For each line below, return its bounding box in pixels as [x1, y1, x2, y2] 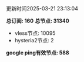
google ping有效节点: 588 [6, 49, 69, 56]
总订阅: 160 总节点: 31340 [6, 17, 69, 24]
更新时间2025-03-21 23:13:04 [6, 5, 78, 12]
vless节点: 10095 [14, 30, 56, 37]
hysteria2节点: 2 [14, 37, 54, 43]
